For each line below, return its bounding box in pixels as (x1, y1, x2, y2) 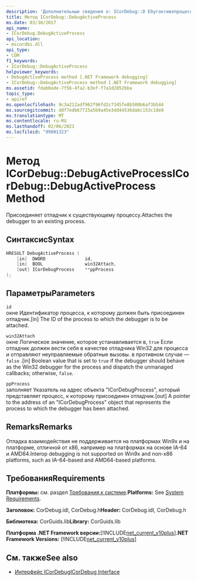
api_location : (6, 36, 41, 42)
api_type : (6, 47, 30, 53)
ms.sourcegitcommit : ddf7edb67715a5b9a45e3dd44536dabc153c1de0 (6, 107, 164, 113)
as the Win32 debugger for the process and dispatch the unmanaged (6, 363, 174, 370)
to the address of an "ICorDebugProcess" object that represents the (6, 399, 171, 406)
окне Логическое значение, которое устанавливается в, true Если (6, 338, 173, 345)
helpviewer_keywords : (6, 69, 59, 75)
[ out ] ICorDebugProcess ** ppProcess (16, 267, 114, 273)
